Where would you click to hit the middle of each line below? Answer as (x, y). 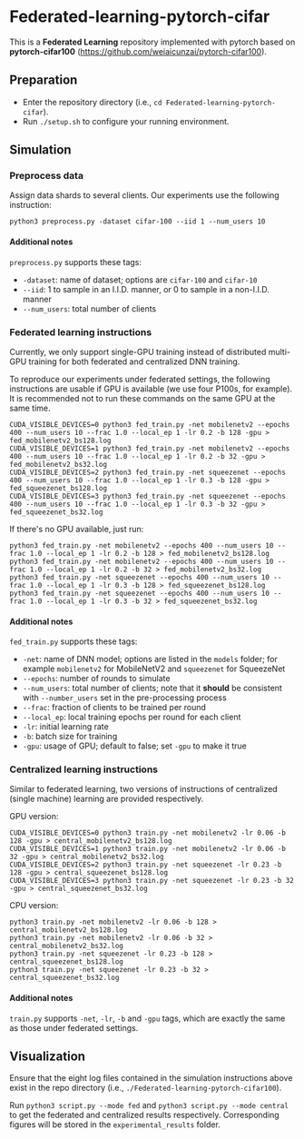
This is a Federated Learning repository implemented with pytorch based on (152, 42)
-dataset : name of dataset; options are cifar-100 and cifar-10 (140, 280)
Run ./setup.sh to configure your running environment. (126, 121)
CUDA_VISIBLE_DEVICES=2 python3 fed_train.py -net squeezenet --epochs (147, 472)
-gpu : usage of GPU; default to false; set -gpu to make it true (134, 746)
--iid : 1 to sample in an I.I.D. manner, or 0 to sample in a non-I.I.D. (146, 289)
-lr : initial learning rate (65, 727)
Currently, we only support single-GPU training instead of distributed (138, 352)
